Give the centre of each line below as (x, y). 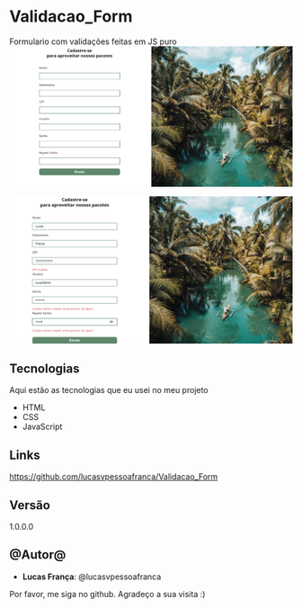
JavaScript (42, 427)
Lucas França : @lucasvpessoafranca (92, 577)
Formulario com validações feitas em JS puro (93, 41)
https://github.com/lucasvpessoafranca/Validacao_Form (114, 477)
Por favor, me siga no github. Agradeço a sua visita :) (107, 594)
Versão (30, 505)
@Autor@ (38, 555)
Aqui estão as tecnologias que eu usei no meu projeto (109, 390)
